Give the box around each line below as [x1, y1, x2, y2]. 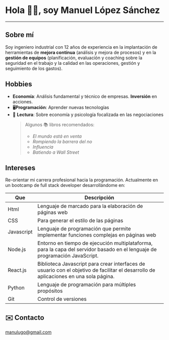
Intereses [5, 163, 36, 172]
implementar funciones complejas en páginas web [37, 232, 156, 239]
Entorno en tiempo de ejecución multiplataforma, [37, 240, 153, 247]
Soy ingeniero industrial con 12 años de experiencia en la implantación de [5, 44, 157, 50]
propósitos [37, 287, 63, 294]
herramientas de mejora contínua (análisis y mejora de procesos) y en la [5, 49, 156, 55]
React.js [8, 267, 27, 274]
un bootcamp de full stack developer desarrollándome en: [5, 182, 125, 188]
